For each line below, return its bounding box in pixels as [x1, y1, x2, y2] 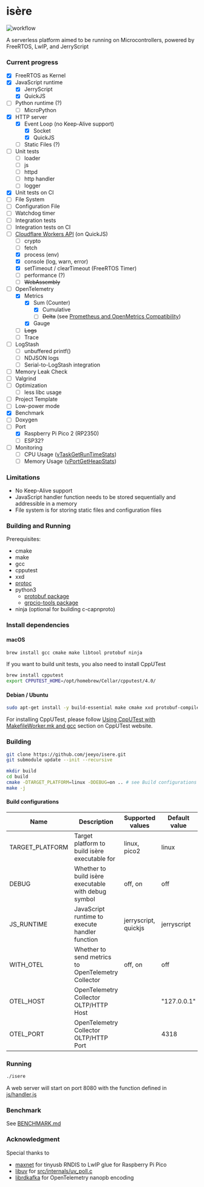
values [129, 821, 150, 830]
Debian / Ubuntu [6, 691, 49, 698]
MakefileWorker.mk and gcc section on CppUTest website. [6, 722, 153, 730]
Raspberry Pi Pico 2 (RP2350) [24, 430, 99, 437]
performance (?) [24, 271, 66, 279]
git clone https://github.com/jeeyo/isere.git [6, 751, 126, 758]
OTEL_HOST [9, 997, 46, 1005]
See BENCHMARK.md [6, 1120, 61, 1127]
